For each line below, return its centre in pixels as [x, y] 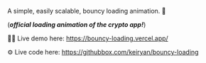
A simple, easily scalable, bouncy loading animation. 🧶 [87, 11]
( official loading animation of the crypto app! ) [77, 24]
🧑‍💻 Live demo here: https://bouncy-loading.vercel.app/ [88, 38]
